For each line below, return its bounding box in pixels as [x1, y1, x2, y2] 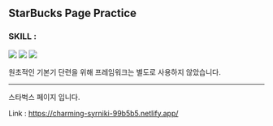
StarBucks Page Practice [8, 7, 136, 20]
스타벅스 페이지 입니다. [8, 92, 80, 102]
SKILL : [8, 31, 37, 42]
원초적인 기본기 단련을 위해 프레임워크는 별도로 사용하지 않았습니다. [8, 67, 221, 76]
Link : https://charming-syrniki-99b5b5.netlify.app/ [8, 108, 179, 118]
